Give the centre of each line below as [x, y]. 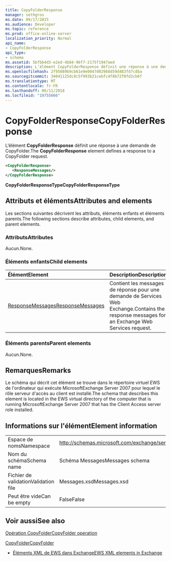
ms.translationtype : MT [31, 81]
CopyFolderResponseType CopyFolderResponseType [63, 185]
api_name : [16, 43]
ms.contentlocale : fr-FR [32, 86]
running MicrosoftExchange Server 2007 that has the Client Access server [83, 404]
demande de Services [135, 296]
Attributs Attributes [29, 237]
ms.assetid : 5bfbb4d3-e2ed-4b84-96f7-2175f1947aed [60, 62]
